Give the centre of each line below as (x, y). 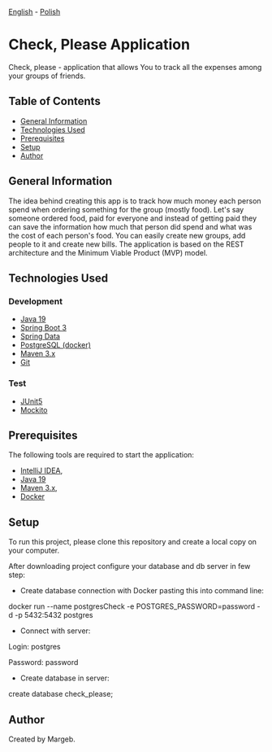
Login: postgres (35, 647)
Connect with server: (55, 631)
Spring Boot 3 (43, 328)
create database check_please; (61, 694)
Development (36, 301)
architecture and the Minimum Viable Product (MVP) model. (108, 252)
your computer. (34, 551)
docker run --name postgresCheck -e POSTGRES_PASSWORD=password (132, 606)
